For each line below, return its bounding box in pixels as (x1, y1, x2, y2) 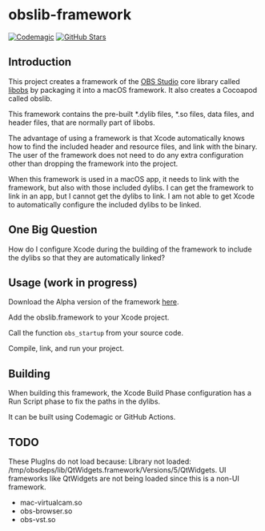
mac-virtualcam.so (19, 498, 82, 507)
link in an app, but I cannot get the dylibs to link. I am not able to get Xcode (8, 191, 255, 201)
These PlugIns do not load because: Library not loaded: (8, 457, 192, 466)
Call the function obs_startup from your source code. (8, 328, 184, 338)
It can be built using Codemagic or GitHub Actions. (8, 412, 176, 422)
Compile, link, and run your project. (8, 344, 125, 353)
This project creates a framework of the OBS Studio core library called (8, 76, 240, 86)
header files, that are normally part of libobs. (8, 118, 155, 127)
